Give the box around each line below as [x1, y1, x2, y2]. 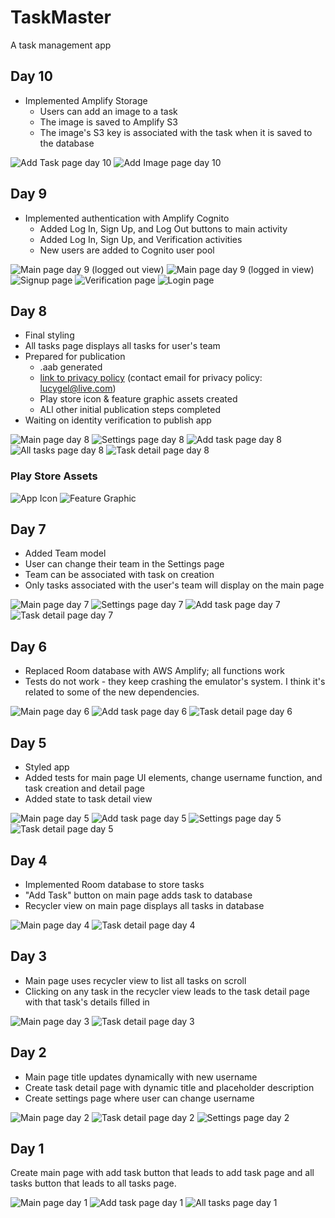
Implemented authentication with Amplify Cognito [24, 212, 230, 224]
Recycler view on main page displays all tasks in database [24, 899, 265, 911]
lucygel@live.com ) [39, 382, 117, 395]
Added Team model [24, 547, 107, 560]
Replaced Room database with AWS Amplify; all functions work [24, 665, 285, 677]
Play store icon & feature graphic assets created [39, 393, 238, 405]
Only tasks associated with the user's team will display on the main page [24, 579, 325, 591]
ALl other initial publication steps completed [39, 404, 221, 416]
